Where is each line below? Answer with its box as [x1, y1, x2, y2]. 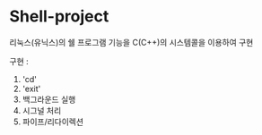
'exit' [22, 83, 41, 94]
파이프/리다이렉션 [22, 116, 83, 127]
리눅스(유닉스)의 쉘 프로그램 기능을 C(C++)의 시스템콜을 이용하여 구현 [9, 37, 254, 47]
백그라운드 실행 [22, 94, 76, 105]
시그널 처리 [22, 105, 62, 115]
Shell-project [9, 6, 109, 27]
